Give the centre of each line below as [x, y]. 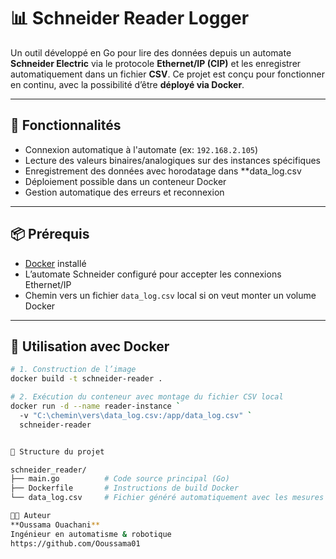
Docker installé [55, 263]
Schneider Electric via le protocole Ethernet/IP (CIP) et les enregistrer [156, 63]
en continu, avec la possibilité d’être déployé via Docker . [127, 84]
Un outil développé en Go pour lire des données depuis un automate [151, 52]
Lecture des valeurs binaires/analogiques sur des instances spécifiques [172, 160]
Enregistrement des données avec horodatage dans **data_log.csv [163, 171]
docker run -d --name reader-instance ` [96, 406]
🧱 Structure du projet [57, 451]
